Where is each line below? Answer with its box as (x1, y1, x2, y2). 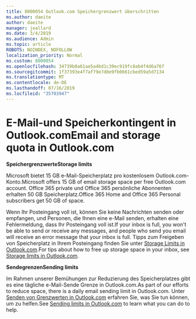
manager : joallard (6, 25, 51, 31)
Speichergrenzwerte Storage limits (6, 160, 92, 168)
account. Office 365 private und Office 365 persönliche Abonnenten (6, 184, 172, 191)
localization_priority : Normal (6, 52, 83, 58)
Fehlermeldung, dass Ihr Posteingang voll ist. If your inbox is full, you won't (6, 221, 187, 228)
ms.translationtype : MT (6, 74, 65, 80)
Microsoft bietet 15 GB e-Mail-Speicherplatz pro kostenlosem (6, 172, 155, 179)
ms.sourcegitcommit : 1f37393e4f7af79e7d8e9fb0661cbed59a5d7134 (6, 69, 165, 75)
